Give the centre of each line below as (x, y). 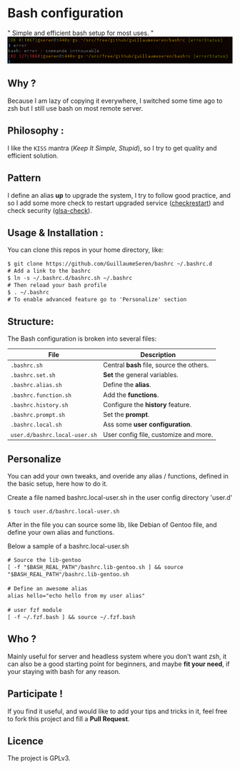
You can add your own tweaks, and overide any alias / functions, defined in (118, 476)
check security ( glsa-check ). (50, 210)
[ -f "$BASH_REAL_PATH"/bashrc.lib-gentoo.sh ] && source (95, 567)
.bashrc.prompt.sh (38, 416)
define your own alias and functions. (61, 532)
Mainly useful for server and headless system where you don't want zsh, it (117, 656)
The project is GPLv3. (39, 758)
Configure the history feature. (147, 404)
